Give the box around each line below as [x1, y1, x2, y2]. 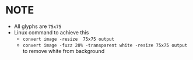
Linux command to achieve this [13, 29, 89, 36]
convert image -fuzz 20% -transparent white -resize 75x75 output [22, 42, 188, 48]
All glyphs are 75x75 [13, 23, 62, 30]
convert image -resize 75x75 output [22, 36, 115, 42]
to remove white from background [22, 47, 105, 54]
